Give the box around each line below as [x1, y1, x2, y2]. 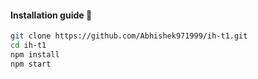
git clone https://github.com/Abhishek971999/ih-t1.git [10, 31, 248, 41]
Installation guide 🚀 [10, 9, 93, 21]
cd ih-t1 [10, 41, 47, 51]
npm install [10, 49, 60, 60]
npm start [10, 59, 52, 69]
